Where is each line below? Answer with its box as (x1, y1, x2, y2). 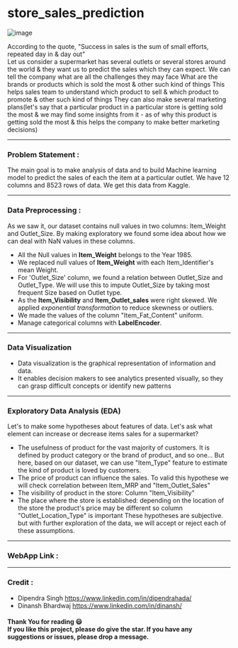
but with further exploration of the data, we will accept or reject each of (17, 519, 227, 527)
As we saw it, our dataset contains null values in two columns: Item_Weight (7, 222, 227, 230)
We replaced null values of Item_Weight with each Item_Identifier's (17, 258, 214, 266)
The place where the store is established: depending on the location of (17, 496, 225, 505)
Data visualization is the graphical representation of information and (17, 359, 216, 367)
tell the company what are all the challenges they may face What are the (7, 72, 218, 81)
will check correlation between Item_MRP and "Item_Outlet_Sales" (17, 481, 211, 490)
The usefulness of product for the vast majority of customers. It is (17, 443, 210, 452)
